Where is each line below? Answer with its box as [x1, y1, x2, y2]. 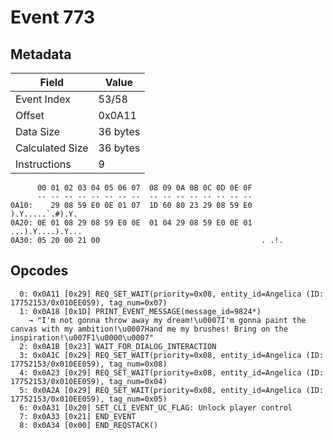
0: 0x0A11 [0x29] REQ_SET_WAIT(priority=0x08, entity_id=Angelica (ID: [19, 289, 325, 299]
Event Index [15, 92, 71, 106]
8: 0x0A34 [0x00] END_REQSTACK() [19, 420, 159, 430]
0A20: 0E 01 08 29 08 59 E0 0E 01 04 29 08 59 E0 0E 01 [10, 218, 253, 228]
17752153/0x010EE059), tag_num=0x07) [10, 297, 168, 308]
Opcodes [10, 262, 69, 280]
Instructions [15, 157, 72, 171]
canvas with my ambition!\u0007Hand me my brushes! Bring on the [10, 324, 288, 334]
